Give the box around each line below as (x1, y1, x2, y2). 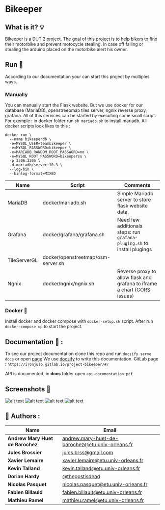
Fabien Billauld (7, 489, 43, 496)
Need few (117, 217, 140, 224)
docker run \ (5, 132, 32, 138)
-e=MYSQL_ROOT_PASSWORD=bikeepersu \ (9, 154, 87, 159)
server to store (117, 196, 151, 203)
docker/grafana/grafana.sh (42, 231, 105, 238)
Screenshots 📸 (5, 385, 51, 393)
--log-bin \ (9, 167, 34, 172)
